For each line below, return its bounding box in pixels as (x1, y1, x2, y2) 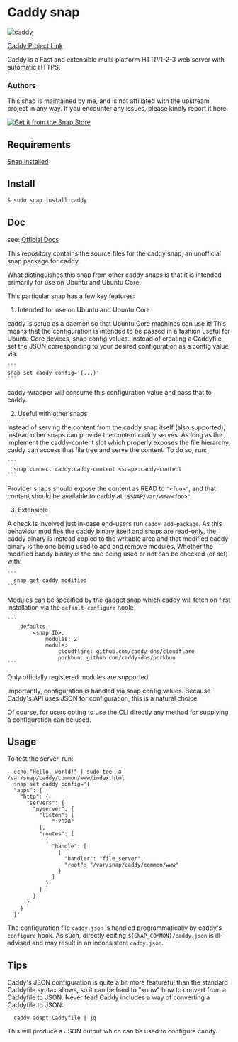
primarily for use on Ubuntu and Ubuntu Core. (7, 278, 142, 286)
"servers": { (25, 799, 65, 806)
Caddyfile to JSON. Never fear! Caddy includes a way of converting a (7, 993, 210, 1002)
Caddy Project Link (7, 41, 63, 50)
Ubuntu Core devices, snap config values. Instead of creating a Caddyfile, (7, 334, 224, 343)
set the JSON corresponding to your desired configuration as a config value (7, 341, 229, 350)
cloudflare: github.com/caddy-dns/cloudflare (57, 647, 195, 655)
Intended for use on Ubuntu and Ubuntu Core (17, 305, 150, 314)
